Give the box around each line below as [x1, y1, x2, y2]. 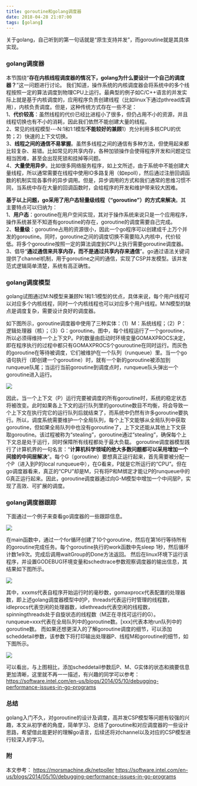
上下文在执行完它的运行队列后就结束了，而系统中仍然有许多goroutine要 [11, 409, 184, 416]
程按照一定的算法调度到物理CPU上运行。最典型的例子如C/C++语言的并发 [6, 88, 182, 95]
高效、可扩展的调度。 [16, 482, 68, 489]
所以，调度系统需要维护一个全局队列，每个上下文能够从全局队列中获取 [16, 416, 186, 423]
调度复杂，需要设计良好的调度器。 [16, 307, 98, 314]
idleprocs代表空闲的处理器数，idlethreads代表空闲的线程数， [6, 604, 154, 611]
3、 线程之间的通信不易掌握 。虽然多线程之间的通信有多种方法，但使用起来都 [6, 140, 189, 147]
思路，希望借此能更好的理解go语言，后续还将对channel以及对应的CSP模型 [6, 729, 186, 736]
